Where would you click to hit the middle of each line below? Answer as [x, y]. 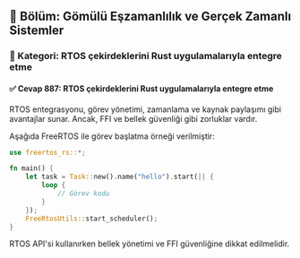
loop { [54, 185]
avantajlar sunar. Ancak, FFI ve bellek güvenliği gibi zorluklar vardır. [133, 118]
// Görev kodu [83, 193]
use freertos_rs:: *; [48, 152]
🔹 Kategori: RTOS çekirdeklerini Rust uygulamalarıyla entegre [146, 56]
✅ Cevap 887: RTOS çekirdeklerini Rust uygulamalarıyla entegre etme [141, 88]
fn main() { [31, 168]
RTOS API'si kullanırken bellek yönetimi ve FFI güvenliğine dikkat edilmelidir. [150, 244]
